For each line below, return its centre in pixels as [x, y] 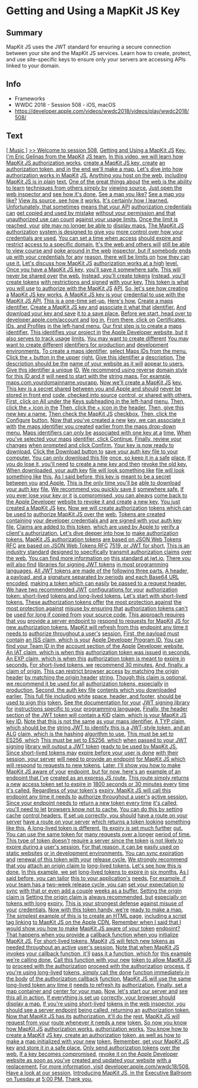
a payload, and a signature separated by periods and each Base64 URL [93, 576]
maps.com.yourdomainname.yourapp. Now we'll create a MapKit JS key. [94, 382]
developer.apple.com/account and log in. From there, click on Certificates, [96, 320]
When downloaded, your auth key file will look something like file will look [95, 470]
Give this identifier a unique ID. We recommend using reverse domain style [97, 370]
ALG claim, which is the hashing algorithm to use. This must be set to [90, 734]
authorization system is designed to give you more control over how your [95, 232]
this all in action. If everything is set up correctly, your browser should [91, 997]
